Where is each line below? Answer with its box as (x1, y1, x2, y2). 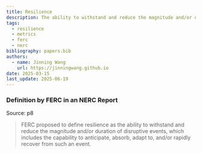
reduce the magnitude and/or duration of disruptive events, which (20, 128, 185, 135)
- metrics (11, 31, 36, 37)
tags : (6, 20, 20, 26)
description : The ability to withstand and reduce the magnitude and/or (6, 14, 192, 20)
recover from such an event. (20, 140, 91, 148)
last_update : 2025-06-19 (6, 76, 69, 82)
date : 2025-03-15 (6, 70, 50, 76)
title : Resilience (6, 8, 52, 15)
